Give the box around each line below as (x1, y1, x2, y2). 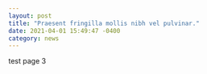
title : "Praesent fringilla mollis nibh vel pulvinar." (8, 19, 200, 27)
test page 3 (8, 56, 47, 66)
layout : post (8, 11, 52, 20)
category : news (8, 34, 60, 43)
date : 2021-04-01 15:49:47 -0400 (8, 27, 121, 35)
